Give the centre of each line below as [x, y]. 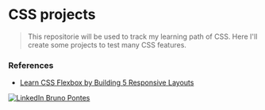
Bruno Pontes [68, 98]
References [31, 65]
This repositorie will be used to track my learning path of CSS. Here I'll [142, 36]
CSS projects [52, 15]
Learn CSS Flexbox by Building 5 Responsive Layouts [107, 83]
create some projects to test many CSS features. [107, 44]
